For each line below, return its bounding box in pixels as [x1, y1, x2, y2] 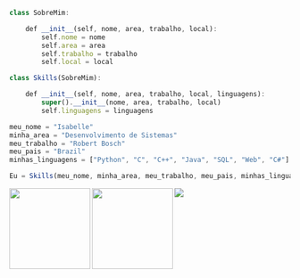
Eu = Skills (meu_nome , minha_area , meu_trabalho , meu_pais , [9, 172, 238, 181]
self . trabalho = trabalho [41, 49, 138, 58]
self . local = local [41, 58, 114, 67]
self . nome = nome [41, 32, 105, 42]
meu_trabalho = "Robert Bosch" [9, 139, 126, 148]
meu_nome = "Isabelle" [9, 122, 94, 131]
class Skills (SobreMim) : [9, 74, 102, 83]
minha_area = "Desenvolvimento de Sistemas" [9, 130, 178, 140]
